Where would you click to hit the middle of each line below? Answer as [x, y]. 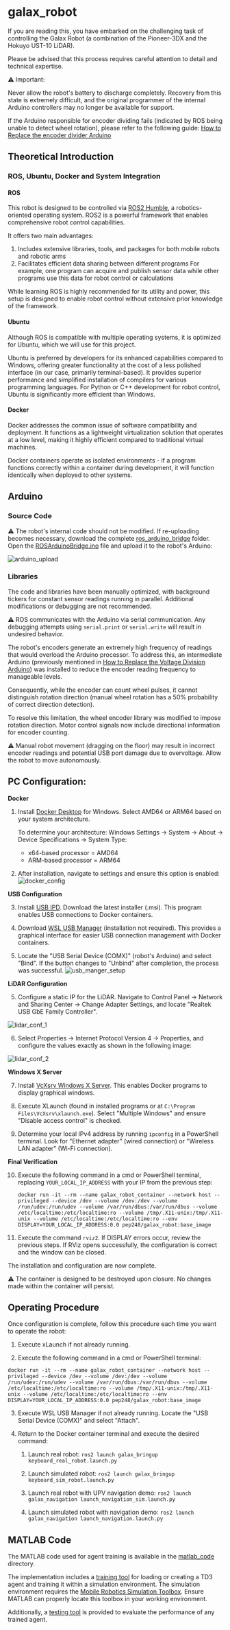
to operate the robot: [37, 1331]
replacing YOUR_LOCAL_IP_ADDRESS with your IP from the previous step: [115, 1182]
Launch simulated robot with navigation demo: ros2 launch [111, 1512]
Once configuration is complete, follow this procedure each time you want [112, 1324]
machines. [22, 447]
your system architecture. [54, 819]
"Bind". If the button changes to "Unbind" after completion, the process [118, 963]
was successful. [40, 970]
